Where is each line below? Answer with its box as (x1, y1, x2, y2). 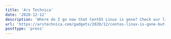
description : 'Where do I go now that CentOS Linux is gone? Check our (5, 17, 160, 22)
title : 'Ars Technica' (5, 7, 53, 13)
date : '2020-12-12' (5, 12, 47, 17)
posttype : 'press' (5, 26, 44, 31)
